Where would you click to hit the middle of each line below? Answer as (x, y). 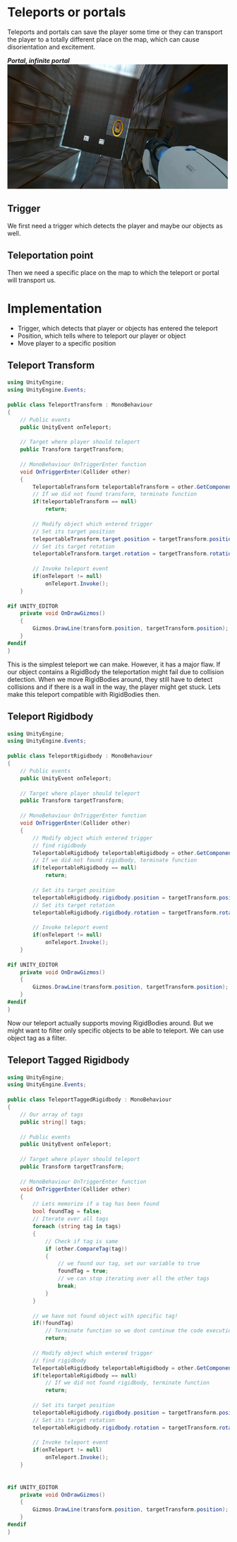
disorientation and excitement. (51, 47)
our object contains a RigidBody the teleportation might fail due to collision (116, 671)
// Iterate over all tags (71, 1219)
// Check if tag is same (81, 1241)
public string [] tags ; (53, 1122)
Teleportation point (50, 255)
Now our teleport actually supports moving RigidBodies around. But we (110, 1023)
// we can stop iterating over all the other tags (134, 1279)
